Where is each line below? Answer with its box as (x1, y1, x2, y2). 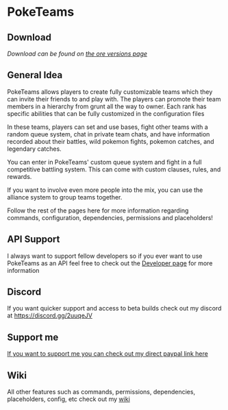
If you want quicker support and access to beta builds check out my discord (7, 304, 222, 313)
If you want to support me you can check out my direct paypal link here (7, 350, 209, 358)
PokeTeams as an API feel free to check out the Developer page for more (7, 258, 213, 267)
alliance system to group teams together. (7, 193, 123, 201)
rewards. (7, 172, 32, 180)
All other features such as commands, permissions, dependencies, (7, 388, 196, 396)
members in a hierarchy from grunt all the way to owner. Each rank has (7, 102, 207, 110)
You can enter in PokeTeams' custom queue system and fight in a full (7, 158, 202, 166)
